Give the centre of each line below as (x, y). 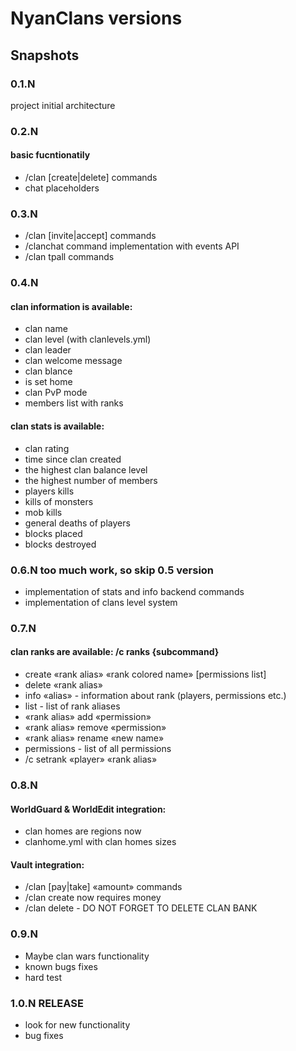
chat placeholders (62, 188)
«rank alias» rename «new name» (94, 738)
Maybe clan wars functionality (87, 956)
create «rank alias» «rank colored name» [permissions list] (145, 674)
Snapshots (45, 55)
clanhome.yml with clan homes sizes (100, 842)
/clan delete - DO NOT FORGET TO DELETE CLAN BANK (141, 908)
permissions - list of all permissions (98, 749)
